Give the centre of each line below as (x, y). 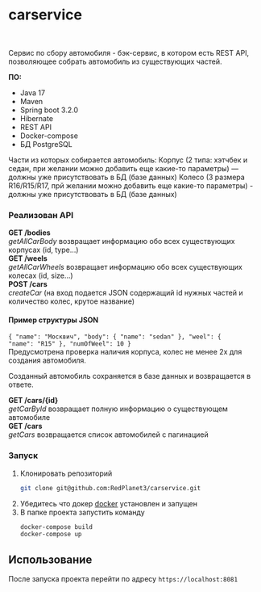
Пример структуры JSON (54, 320)
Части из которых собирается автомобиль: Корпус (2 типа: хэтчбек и (128, 160)
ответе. (21, 384)
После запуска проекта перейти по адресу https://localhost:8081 (123, 579)
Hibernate (37, 118)
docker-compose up (51, 535)
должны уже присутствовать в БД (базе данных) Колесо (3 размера (127, 177)
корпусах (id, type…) (43, 250)
